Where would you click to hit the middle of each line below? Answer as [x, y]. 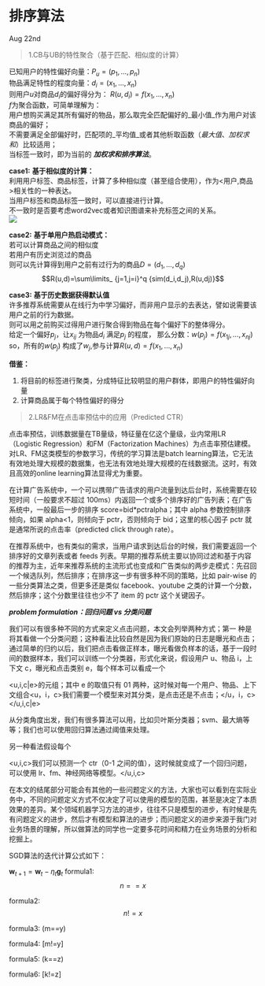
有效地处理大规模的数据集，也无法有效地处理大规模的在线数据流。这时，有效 [133, 463]
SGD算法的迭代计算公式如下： [58, 855]
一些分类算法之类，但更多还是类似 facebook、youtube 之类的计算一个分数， [132, 585]
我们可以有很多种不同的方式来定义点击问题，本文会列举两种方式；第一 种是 [131, 628]
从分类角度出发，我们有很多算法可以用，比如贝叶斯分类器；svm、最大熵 [126, 719]
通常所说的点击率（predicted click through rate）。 [97, 529]
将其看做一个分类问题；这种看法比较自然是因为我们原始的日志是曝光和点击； [133, 638]
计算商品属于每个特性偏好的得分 [72, 400]
